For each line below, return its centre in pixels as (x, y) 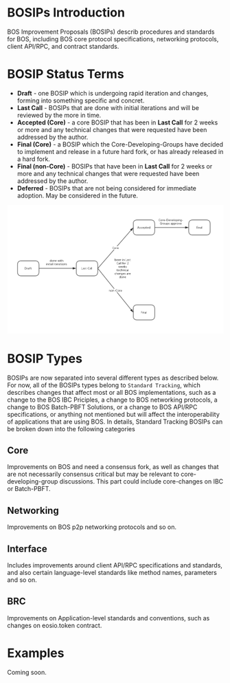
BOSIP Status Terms (66, 74)
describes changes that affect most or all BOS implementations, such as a (112, 392)
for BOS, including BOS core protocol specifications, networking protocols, (113, 39)
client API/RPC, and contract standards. (63, 46)
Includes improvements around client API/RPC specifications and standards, (115, 565)
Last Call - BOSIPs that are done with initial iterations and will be (108, 107)
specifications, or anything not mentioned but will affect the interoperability (113, 414)
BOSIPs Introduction (66, 13)
